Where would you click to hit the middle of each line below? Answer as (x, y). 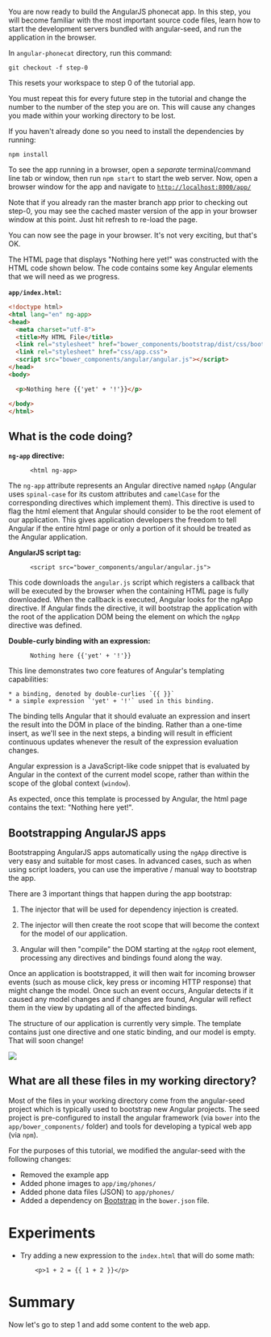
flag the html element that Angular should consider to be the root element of (135, 511)
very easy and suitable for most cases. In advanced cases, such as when (130, 861)
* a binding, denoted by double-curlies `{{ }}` (92, 694)
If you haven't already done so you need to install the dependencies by (126, 131)
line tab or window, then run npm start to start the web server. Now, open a (133, 178)
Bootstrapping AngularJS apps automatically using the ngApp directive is (128, 852)
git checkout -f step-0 (48, 68)
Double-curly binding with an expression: (79, 641)
